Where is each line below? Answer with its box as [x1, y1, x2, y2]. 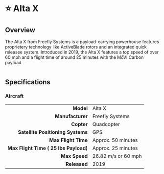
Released [65, 160, 88, 167]
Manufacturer [54, 113, 88, 120]
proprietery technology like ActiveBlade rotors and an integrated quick [5, 44, 147, 50]
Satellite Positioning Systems [18, 128, 88, 135]
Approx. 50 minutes [92, 137, 138, 144]
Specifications [5, 78, 50, 86]
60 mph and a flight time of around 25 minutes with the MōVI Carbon [5, 54, 144, 60]
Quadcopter [92, 121, 120, 127]
